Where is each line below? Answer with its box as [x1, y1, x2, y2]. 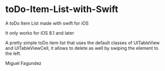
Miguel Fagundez [5, 60, 42, 66]
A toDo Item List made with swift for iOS [5, 20, 89, 26]
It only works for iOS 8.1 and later [5, 30, 75, 36]
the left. [5, 50, 21, 56]
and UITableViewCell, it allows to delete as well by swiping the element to [5, 45, 158, 51]
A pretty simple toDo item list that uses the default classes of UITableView [5, 39, 160, 46]
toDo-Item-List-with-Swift [5, 4, 118, 15]
